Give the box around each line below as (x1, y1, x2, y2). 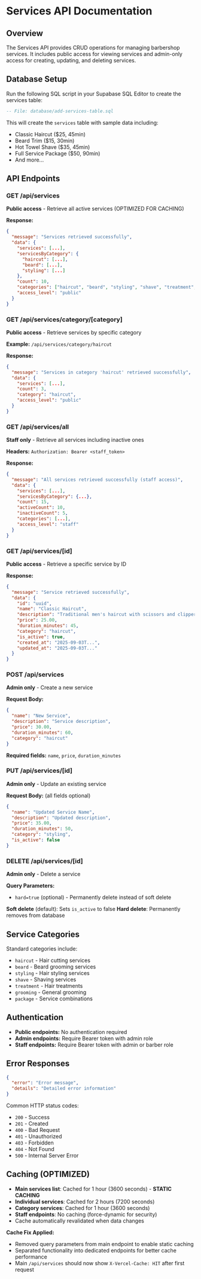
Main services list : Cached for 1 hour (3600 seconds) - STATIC (14, 1185, 172, 1193)
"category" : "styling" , (11, 832, 71, 838)
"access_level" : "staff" (17, 521, 79, 527)
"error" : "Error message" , (11, 1080, 79, 1086)
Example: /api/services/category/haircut (6, 340, 112, 348)
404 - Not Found (14, 1146, 55, 1153)
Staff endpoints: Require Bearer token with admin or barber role (14, 1041, 173, 1048)
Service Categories (6, 929, 80, 939)
